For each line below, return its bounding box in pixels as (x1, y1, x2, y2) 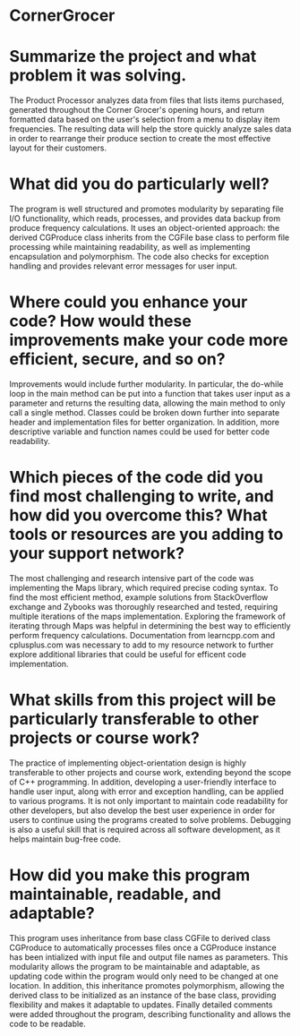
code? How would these (9, 311, 193, 331)
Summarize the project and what (9, 47, 257, 67)
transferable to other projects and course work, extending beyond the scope (9, 766, 292, 777)
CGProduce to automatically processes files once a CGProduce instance (9, 942, 277, 953)
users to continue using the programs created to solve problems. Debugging (9, 814, 291, 825)
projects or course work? (9, 728, 200, 749)
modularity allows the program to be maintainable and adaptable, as (9, 961, 261, 972)
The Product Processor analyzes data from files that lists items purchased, (9, 95, 285, 106)
